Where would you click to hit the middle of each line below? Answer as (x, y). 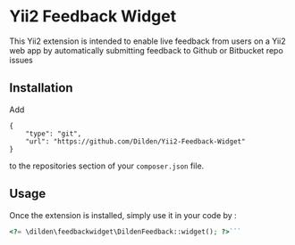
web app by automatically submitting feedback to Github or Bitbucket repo (146, 50)
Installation (41, 88)
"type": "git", (54, 134)
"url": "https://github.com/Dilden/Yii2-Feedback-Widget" (135, 141)
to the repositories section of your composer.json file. (107, 166)
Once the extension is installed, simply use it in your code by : (123, 215)
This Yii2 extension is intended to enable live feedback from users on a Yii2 (147, 41)
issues (21, 60)
